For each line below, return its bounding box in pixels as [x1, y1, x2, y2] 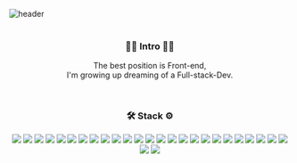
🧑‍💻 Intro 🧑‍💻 [125, 40, 175, 53]
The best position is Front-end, [93, 61, 207, 71]
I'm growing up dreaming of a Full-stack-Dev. [66, 69, 234, 80]
